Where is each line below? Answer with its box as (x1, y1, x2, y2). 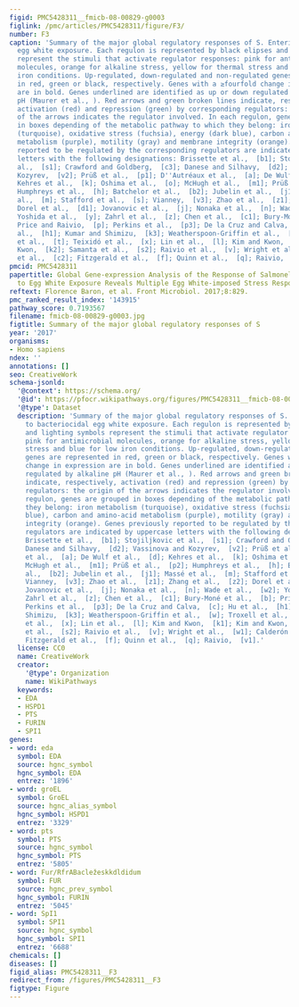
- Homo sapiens (9, 345, 66, 354)
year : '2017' (9, 329, 58, 337)
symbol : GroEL (17, 794, 69, 803)
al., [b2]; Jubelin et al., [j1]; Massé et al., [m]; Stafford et (25, 569, 289, 578)
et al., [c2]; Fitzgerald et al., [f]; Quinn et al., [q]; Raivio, (17, 254, 285, 263)
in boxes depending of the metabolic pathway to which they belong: (17, 121, 277, 130)
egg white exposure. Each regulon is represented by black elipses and (17, 46, 289, 55)
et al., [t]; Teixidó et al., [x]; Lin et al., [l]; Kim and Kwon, (17, 237, 285, 246)
